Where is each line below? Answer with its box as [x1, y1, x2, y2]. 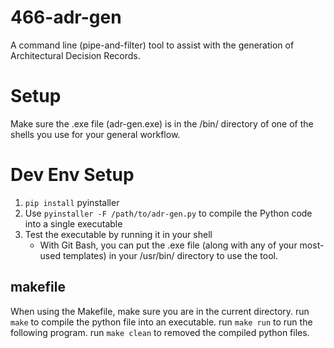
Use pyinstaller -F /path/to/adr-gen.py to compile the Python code [24, 207, 313, 219]
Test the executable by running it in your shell [24, 228, 213, 240]
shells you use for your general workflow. [10, 128, 181, 140]
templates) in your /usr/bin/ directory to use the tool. [62, 249, 278, 261]
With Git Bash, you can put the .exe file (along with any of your [39, 239, 298, 251]
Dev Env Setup [10, 164, 135, 186]
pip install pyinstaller [24, 196, 120, 208]
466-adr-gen [10, 6, 122, 29]
